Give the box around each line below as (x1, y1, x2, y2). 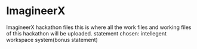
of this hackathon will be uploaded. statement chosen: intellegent (6, 30, 167, 37)
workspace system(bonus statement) (6, 36, 98, 43)
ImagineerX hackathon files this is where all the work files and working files (6, 24, 192, 31)
